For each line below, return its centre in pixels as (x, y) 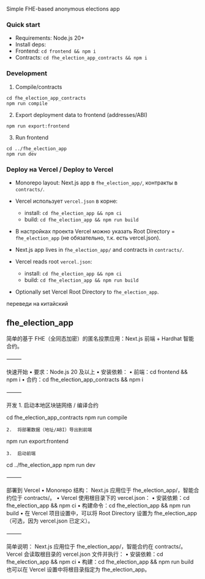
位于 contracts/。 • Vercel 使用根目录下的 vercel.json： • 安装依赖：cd (100, 498)
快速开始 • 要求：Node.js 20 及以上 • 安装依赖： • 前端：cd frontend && (97, 372)
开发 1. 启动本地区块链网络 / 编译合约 (53, 405)
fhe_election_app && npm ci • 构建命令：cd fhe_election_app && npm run (99, 505)
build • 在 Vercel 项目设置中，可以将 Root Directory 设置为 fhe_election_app (102, 513)
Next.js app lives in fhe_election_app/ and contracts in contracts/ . (99, 249)
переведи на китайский (37, 303)
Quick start (24, 25)
